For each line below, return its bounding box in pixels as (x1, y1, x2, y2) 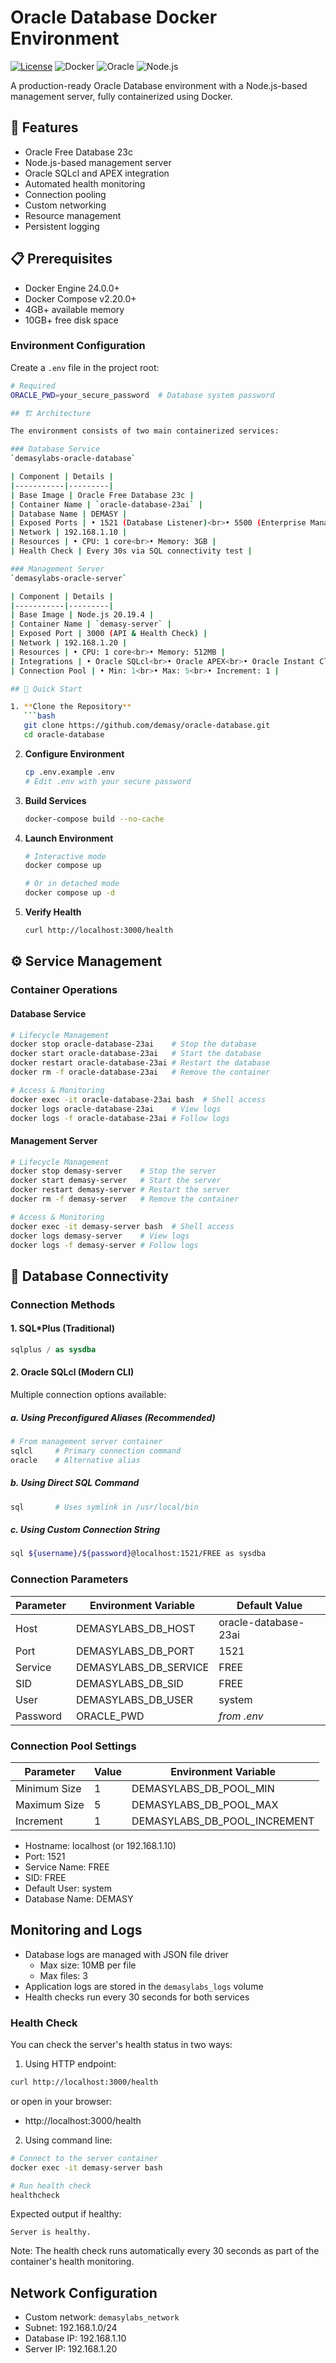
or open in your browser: (10, 2095, 113, 2107)
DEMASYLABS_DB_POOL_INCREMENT (131, 1814, 315, 1828)
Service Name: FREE (24, 1861, 110, 1873)
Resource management (24, 209, 122, 221)
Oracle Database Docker (10, 6, 218, 29)
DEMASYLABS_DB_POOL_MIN (131, 1781, 275, 1795)
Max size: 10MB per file (39, 1959, 137, 1971)
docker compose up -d (24, 888, 115, 898)
